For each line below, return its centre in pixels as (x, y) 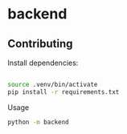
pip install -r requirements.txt (63, 92)
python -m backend (38, 122)
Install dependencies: (43, 63)
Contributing (40, 44)
